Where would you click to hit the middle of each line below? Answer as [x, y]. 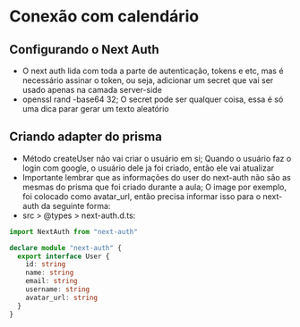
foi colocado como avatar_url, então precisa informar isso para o [141, 196]
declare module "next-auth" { [66, 247]
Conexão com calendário [104, 17]
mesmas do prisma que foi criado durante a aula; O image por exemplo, [154, 187]
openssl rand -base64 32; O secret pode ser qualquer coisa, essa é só [153, 99]
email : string [51, 281]
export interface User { [64, 256]
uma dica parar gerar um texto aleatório [95, 109]
